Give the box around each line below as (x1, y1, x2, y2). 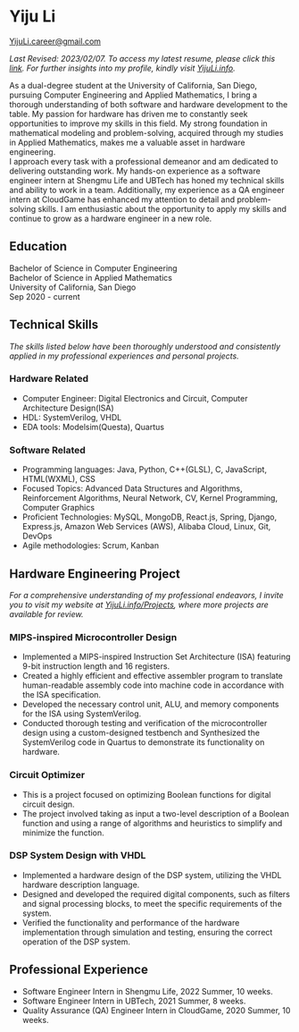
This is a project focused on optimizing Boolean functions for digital (21, 789, 271, 799)
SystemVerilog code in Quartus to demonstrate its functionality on (21, 737, 265, 748)
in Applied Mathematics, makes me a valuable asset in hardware (9, 137, 245, 148)
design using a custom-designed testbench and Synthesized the (21, 727, 261, 739)
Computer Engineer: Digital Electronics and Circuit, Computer (21, 393, 248, 403)
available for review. (9, 608, 84, 619)
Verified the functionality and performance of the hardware (21, 917, 240, 927)
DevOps (21, 530, 53, 542)
